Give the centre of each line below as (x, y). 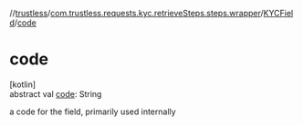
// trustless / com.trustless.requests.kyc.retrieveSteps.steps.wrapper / (137, 13)
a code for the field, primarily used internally (93, 111)
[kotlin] (23, 84)
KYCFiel (278, 13)
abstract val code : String (56, 93)
